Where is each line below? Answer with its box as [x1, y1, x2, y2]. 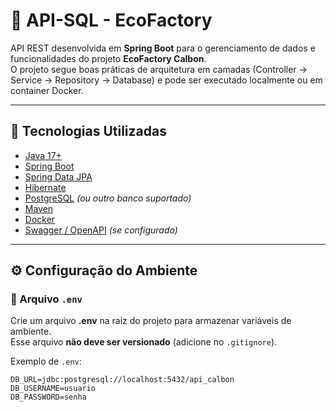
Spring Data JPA [24, 170, 93, 183]
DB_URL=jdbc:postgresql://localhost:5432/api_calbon [10, 375, 235, 385]
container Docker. [10, 84, 84, 96]
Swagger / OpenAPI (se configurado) [24, 224, 178, 236]
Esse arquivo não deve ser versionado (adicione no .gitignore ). [10, 336, 278, 348]
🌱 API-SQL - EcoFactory [10, 9, 213, 32]
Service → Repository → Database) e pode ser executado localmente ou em [10, 74, 323, 86]
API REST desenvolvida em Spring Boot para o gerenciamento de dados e [10, 42, 316, 54]
